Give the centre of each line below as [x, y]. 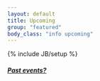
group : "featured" [34, 27]
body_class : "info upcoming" [50, 34]
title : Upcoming [31, 21]
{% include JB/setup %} [43, 54]
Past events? [27, 70]
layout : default [31, 14]
